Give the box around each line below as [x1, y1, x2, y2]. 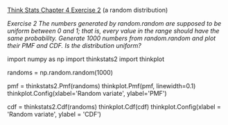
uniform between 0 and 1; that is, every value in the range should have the [7, 27, 220, 35]
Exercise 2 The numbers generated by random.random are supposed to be [7, 19, 222, 27]
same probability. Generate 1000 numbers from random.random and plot [7, 34, 216, 42]
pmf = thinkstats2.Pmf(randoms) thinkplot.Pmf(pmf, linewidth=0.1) [7, 82, 196, 90]
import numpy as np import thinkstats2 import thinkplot [7, 55, 165, 63]
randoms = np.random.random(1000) [7, 69, 113, 76]
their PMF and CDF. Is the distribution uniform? [7, 42, 142, 49]
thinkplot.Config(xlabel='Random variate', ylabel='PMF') [7, 90, 168, 97]
